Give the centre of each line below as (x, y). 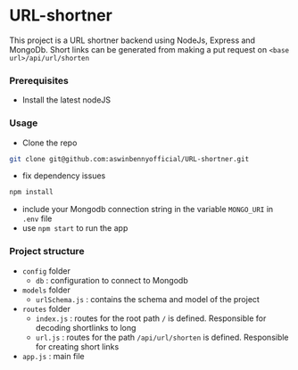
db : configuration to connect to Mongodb (112, 280)
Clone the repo (50, 143)
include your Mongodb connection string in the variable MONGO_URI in (148, 210)
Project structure (47, 251)
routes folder (46, 308)
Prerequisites (39, 80)
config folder (46, 271)
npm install (31, 193)
